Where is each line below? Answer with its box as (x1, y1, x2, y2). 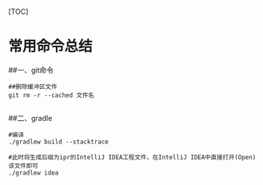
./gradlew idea (8, 168, 59, 177)
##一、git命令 (8, 65, 54, 74)
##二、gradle (8, 113, 53, 123)
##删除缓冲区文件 (8, 82, 58, 90)
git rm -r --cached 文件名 (8, 91, 94, 99)
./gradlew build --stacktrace (8, 138, 110, 146)
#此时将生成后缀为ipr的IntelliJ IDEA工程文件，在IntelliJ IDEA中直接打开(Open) (8, 153, 257, 161)
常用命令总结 (8, 38, 94, 55)
